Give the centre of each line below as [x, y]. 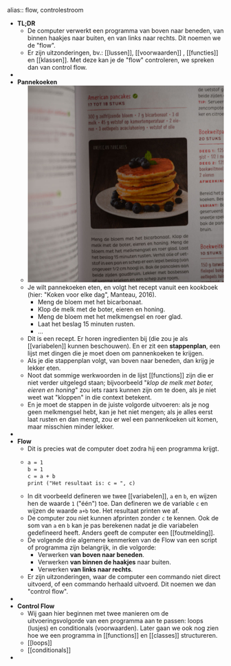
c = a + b [42, 477]
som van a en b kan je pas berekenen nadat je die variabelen [113, 526]
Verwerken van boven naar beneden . [91, 555]
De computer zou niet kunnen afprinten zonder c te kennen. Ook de [123, 518]
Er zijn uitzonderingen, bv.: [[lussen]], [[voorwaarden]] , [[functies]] [123, 52]
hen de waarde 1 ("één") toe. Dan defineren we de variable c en [118, 504]
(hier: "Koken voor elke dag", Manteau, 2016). [92, 295]
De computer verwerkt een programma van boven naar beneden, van [125, 31]
